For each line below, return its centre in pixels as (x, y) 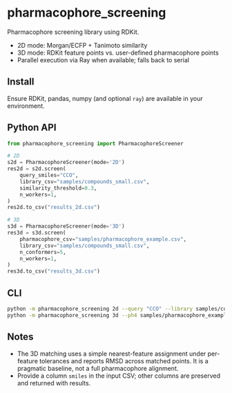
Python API (32, 128)
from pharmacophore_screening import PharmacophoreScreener (96, 143)
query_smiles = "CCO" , (49, 175)
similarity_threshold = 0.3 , (58, 188)
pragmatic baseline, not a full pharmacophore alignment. (98, 368)
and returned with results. (54, 383)
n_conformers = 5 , (43, 252)
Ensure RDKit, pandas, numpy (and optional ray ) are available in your (105, 98)
